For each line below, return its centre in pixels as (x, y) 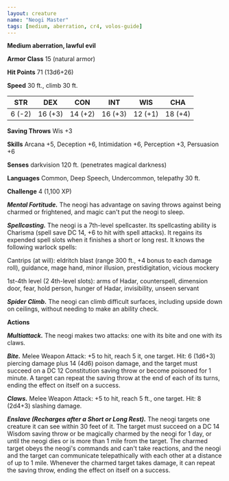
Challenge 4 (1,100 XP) (39, 191)
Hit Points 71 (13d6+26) (40, 72)
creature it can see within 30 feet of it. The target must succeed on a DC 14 (113, 427)
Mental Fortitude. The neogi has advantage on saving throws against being (114, 205)
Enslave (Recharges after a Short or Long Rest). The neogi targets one (109, 419)
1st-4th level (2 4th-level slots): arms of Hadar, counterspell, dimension (107, 281)
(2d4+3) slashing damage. (45, 406)
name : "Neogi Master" (38, 20)
